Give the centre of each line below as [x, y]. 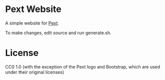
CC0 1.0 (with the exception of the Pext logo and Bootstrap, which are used [83, 66]
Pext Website [33, 9]
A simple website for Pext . [32, 23]
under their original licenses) [35, 72]
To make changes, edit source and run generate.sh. [58, 32]
